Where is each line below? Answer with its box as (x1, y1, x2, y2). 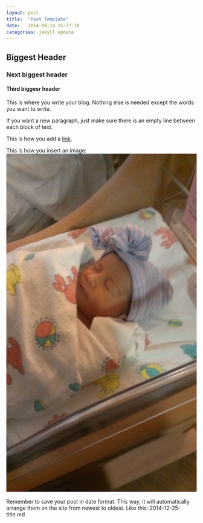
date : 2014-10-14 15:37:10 (6, 22, 80, 28)
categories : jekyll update (6, 29, 74, 35)
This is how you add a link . (6, 135, 72, 142)
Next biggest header (6, 70, 68, 79)
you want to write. (6, 105, 51, 112)
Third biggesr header (6, 85, 61, 93)
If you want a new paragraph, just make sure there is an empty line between (6, 117, 195, 124)
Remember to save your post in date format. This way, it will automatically (6, 498, 190, 505)
